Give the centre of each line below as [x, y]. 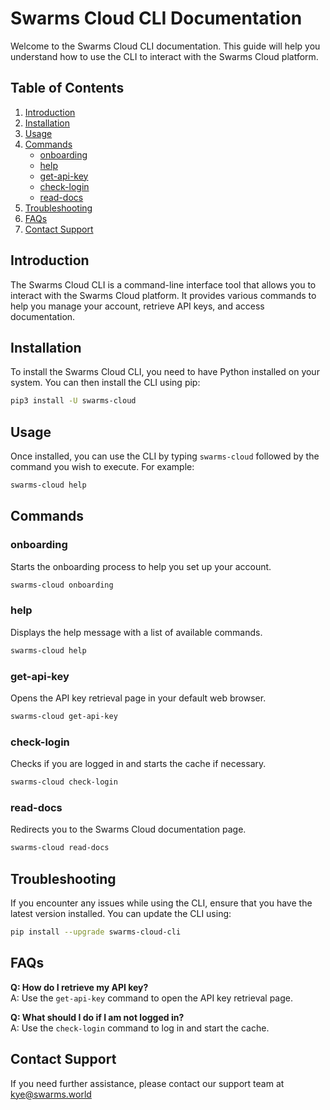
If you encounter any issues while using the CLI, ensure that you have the [161, 903]
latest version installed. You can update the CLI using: [121, 913]
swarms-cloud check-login [64, 782]
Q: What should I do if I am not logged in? [97, 1017]
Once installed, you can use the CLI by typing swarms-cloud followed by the [165, 456]
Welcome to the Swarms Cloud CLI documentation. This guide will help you [165, 46]
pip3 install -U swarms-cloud [73, 401]
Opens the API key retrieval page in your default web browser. [138, 698]
